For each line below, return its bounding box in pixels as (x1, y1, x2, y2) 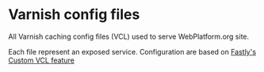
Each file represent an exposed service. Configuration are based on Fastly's (8, 47, 256, 56)
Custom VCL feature (8, 55, 75, 65)
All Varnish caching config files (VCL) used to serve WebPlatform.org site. (8, 32, 250, 41)
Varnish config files (8, 6, 140, 24)
